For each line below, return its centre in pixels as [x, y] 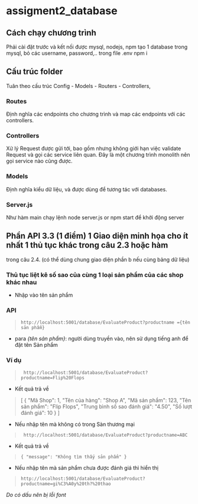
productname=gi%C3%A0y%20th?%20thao [66, 484]
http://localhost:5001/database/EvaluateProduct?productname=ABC [106, 435]
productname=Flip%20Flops [52, 378]
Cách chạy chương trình [51, 33]
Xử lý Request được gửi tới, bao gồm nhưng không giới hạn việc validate [94, 148]
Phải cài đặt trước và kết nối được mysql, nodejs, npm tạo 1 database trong [97, 47]
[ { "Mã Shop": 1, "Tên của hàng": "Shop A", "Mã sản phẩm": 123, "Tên [106, 400]
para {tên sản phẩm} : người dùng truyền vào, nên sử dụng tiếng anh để [101, 339]
